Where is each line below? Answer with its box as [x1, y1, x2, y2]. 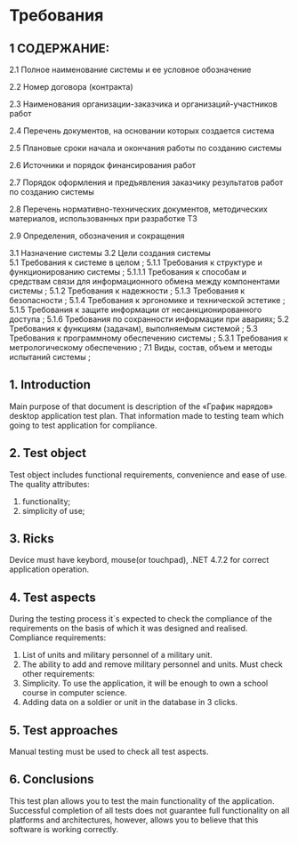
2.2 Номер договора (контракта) [9, 82, 133, 92]
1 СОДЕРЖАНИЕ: [9, 41, 109, 56]
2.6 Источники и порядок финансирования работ [9, 160, 197, 170]
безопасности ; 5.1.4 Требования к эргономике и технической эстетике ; [9, 295, 286, 305]
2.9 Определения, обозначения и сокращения [9, 230, 185, 241]
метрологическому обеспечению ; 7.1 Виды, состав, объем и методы [9, 342, 273, 352]
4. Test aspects [9, 590, 96, 605]
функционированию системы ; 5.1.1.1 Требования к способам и [9, 267, 247, 277]
